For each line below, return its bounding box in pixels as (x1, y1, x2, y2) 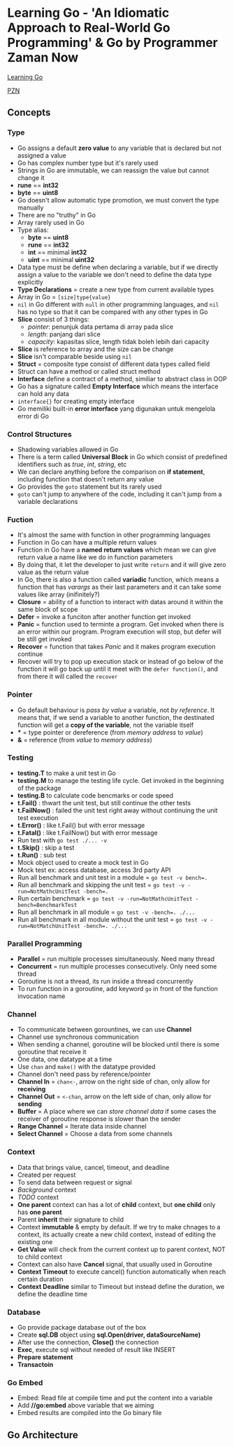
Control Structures (7, 429, 72, 439)
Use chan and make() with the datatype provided (17, 1063, 156, 1071)
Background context (17, 1185, 77, 1194)
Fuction (7, 514, 34, 524)
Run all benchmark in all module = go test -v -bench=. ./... (17, 908, 196, 916)
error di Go (17, 411, 49, 420)
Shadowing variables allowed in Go (17, 445, 119, 453)
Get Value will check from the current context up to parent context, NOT (17, 1245, 226, 1253)
